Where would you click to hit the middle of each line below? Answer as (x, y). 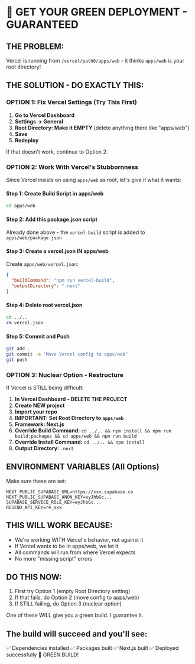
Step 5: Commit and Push (38, 336)
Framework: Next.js (40, 424)
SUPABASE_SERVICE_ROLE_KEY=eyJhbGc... (54, 502)
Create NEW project (40, 406)
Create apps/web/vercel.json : (42, 264)
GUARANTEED (42, 25)
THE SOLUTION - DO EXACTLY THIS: (75, 85)
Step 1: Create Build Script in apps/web (55, 193)
